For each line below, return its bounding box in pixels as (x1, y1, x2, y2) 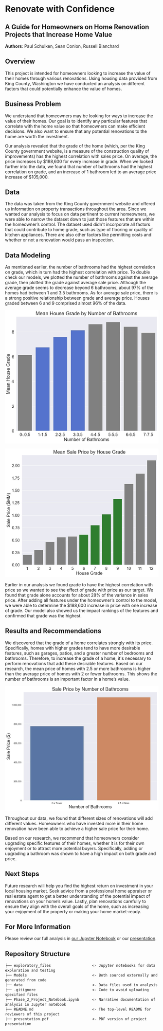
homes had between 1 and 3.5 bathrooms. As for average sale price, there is (5, 290, 158, 296)
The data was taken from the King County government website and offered (5, 201, 156, 207)
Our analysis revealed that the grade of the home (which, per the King (5, 143, 145, 149)
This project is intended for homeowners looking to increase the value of (5, 70, 151, 76)
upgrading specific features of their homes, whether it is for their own (5, 840, 145, 846)
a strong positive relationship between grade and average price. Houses (5, 295, 150, 301)
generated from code (5, 978, 47, 983)
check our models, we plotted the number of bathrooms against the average (5, 274, 158, 280)
